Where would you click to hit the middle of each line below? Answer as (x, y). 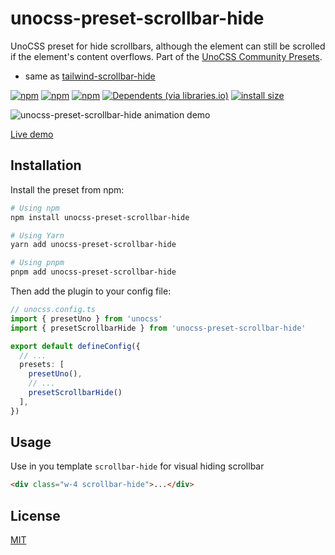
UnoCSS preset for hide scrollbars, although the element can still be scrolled (168, 46)
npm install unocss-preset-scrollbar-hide (100, 217)
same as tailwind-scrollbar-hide (90, 76)
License (35, 515)
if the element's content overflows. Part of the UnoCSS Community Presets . (166, 56)
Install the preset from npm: (67, 189)
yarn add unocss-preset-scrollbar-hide (93, 245)
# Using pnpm (37, 263)
